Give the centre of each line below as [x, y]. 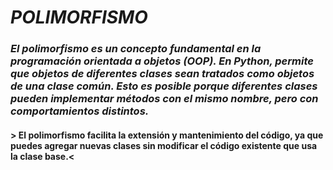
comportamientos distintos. [80, 111]
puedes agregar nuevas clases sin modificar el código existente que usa [164, 145]
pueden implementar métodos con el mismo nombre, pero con [164, 99]
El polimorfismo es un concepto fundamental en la [136, 49]
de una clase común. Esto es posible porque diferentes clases [164, 86]
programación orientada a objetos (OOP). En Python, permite [162, 61]
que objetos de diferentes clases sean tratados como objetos [162, 74]
